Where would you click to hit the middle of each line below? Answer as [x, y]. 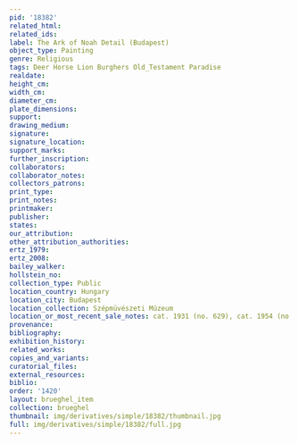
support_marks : [37, 150]
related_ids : [33, 34]
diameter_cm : [33, 100]
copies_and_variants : [50, 358]
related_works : [37, 349]
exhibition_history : [48, 341]
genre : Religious [41, 59]
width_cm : [28, 92]
